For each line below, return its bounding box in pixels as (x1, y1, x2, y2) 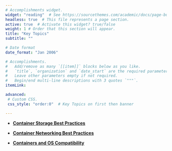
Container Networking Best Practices (12, 130, 94, 136)
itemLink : (5, 83, 27, 88)
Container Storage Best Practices (12, 120, 85, 126)
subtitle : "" (5, 36, 33, 41)
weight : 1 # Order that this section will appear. (5, 27, 116, 32)
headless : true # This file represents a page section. (5, 17, 130, 22)
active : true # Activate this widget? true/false (5, 21, 116, 27)
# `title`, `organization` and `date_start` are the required (5, 68, 145, 74)
